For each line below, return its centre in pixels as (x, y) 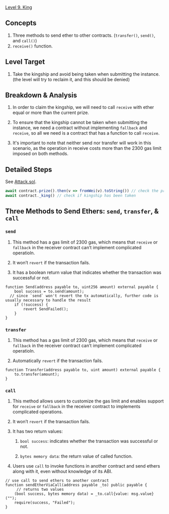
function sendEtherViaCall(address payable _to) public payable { (76, 485)
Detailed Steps (29, 169)
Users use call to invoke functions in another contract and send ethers (86, 466)
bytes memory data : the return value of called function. (76, 456)
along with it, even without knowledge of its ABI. (62, 472)
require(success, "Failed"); (45, 503)
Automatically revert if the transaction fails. (58, 361)
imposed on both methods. (40, 154)
